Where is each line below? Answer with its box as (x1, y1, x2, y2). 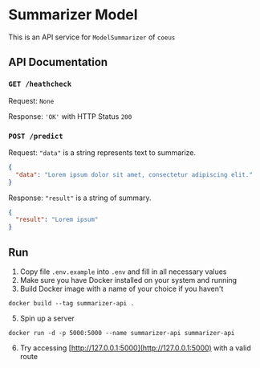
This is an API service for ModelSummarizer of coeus (8, 32, 176, 42)
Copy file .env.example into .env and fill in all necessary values (19, 267, 227, 276)
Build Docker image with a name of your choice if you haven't (19, 284, 224, 293)
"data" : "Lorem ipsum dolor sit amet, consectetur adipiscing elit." (15, 170, 253, 178)
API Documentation (8, 55, 108, 69)
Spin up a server (19, 313, 75, 323)
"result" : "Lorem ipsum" (15, 215, 99, 224)
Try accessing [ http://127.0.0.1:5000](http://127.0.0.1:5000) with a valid (19, 343, 251, 353)
